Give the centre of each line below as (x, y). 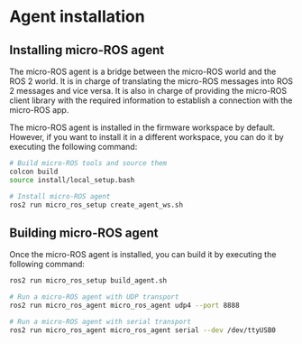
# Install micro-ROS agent (60, 196)
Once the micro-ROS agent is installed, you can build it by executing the (143, 255)
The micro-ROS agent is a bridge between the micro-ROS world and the (143, 71)
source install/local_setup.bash (72, 180)
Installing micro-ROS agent (87, 50)
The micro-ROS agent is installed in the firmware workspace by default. (142, 127)
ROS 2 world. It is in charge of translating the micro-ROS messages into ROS (151, 81)
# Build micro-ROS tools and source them (88, 163)
